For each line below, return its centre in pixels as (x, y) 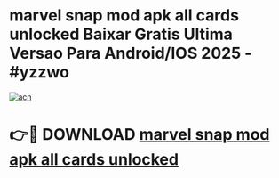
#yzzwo (39, 73)
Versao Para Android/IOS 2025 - (131, 53)
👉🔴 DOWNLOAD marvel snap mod (139, 135)
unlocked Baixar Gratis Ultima (121, 34)
